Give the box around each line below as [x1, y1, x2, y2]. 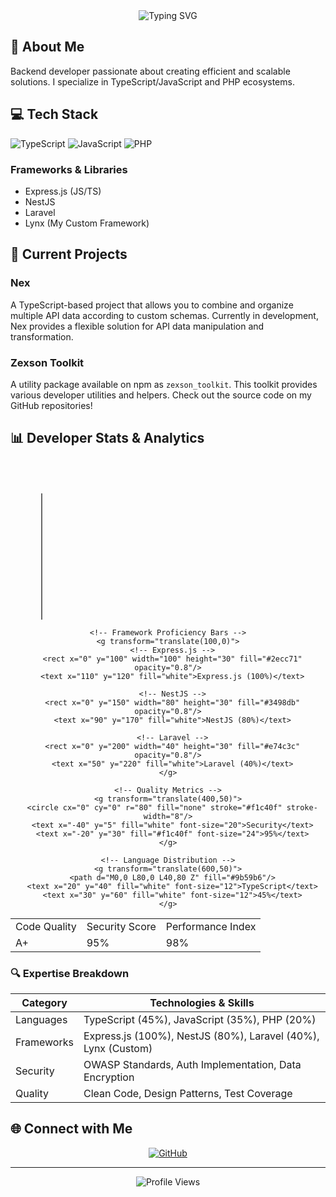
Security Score [86, 919, 157, 933]
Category [21, 996, 68, 1010]
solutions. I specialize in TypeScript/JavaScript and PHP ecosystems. [10, 75, 295, 88]
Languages [15, 1013, 68, 1027]
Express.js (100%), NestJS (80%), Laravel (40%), [83, 1029, 320, 1043]
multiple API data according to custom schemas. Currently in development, [10, 309, 319, 321]
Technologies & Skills [149, 996, 255, 1010]
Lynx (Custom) [83, 1042, 153, 1056]
